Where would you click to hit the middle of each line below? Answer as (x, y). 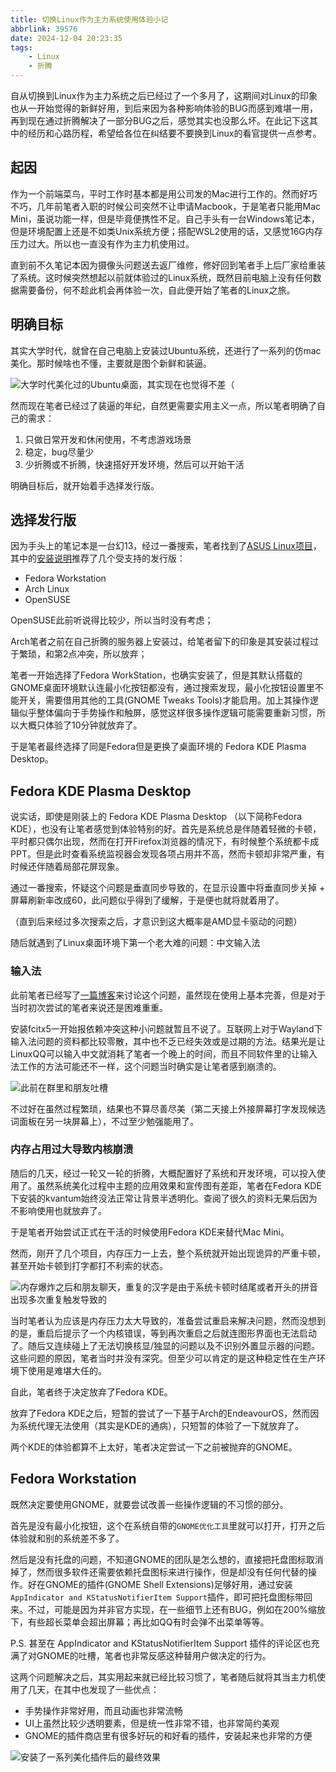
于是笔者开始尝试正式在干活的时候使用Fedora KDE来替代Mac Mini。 (150, 1232)
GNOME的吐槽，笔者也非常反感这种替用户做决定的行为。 (154, 1655)
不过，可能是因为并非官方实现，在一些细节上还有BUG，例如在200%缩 (172, 1609)
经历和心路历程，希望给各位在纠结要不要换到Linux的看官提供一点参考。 (174, 133)
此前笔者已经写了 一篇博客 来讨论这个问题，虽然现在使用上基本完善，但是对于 (168, 995)
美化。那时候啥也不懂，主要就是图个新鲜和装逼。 (111, 363)
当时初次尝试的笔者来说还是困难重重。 (89, 1007)
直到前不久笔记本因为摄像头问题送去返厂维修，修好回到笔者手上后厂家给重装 (168, 265)
